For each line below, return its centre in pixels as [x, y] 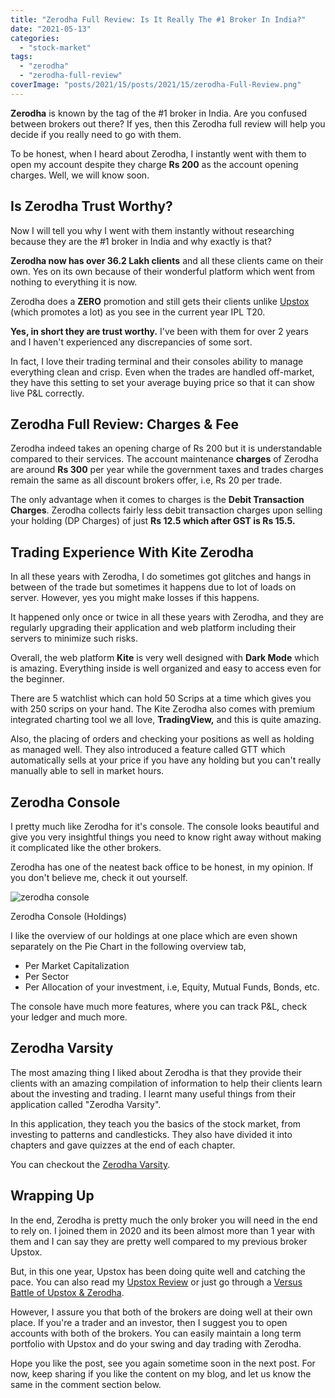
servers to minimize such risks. [74, 638]
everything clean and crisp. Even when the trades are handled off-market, [162, 372]
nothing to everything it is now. [74, 282]
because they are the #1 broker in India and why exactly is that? [141, 241]
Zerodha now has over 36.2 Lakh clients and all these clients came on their [167, 260]
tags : [21, 57]
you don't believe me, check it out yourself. [99, 877]
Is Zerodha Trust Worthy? [91, 206]
